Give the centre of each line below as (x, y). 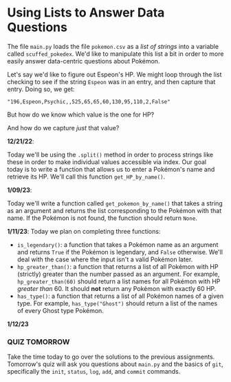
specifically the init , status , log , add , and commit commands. (94, 372)
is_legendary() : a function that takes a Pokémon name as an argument (118, 244)
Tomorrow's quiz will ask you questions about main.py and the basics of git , (115, 364)
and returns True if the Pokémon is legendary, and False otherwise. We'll (120, 252)
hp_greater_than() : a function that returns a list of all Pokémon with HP (118, 266)
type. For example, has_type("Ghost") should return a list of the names (117, 303)
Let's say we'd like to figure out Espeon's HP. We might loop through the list (114, 74)
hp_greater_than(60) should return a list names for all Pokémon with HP (119, 281)
